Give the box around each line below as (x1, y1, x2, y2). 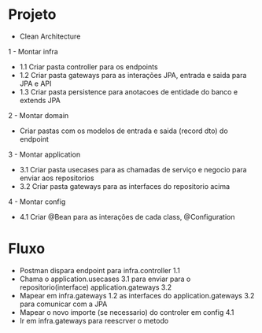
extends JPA (19, 95, 61, 105)
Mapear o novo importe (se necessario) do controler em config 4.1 (19, 307, 234, 316)
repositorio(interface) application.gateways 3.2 (19, 282, 172, 292)
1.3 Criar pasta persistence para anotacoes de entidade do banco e (19, 87, 238, 96)
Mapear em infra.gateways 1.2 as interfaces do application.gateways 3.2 (19, 290, 255, 300)
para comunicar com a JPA (19, 299, 108, 309)
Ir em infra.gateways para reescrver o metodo (19, 316, 169, 325)
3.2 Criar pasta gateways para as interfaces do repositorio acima (19, 181, 231, 191)
